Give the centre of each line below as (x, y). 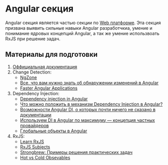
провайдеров (34, 125)
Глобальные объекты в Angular (54, 131)
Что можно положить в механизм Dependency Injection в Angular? (91, 104)
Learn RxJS (32, 141)
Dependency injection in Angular (54, 99)
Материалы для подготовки (52, 55)
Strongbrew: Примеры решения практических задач (76, 152)
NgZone (28, 77)
